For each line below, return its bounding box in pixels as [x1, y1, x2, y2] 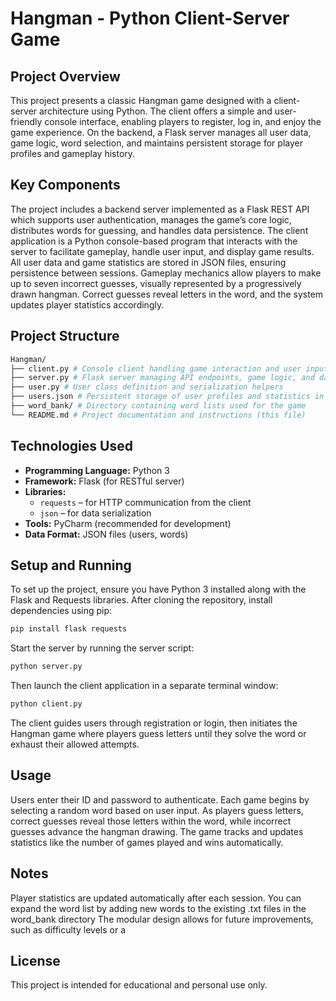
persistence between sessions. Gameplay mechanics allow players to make [10, 267, 322, 279]
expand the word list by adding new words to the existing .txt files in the [10, 902, 307, 914]
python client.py [10, 699, 83, 709]
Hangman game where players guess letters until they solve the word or [10, 728, 307, 739]
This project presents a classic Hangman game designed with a [10, 95, 272, 106]
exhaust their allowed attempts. [10, 738, 140, 750]
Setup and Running [10, 557, 132, 574]
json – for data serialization [39, 507, 152, 519]
